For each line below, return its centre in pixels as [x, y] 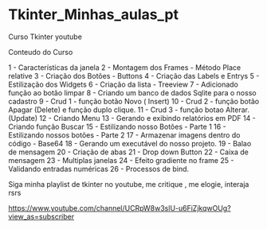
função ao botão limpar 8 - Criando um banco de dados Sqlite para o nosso [132, 92]
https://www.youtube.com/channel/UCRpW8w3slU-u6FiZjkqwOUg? [120, 208]
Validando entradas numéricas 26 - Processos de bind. [99, 169]
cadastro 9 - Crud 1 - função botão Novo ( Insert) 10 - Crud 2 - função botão [134, 101]
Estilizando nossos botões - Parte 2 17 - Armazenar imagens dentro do [124, 135]
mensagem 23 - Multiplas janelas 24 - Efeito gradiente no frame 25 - [121, 160]
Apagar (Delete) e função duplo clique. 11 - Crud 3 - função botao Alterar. [129, 110]
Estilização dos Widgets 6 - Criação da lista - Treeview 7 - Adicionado [124, 84]
